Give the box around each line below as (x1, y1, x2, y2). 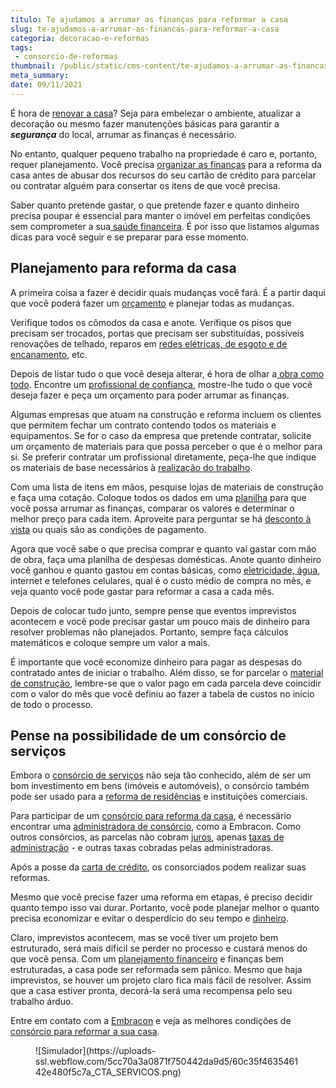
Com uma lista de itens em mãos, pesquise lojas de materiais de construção (10, 481, 324, 493)
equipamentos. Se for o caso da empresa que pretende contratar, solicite (10, 429, 312, 441)
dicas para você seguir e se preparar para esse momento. (10, 231, 250, 243)
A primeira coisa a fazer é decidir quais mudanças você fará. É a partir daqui (10, 286, 326, 298)
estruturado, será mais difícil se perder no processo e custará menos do (10, 942, 308, 955)
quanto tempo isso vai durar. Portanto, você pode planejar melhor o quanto (10, 902, 320, 914)
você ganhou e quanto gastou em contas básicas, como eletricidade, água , (10, 564, 321, 576)
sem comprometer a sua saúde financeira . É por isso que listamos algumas (10, 220, 320, 232)
